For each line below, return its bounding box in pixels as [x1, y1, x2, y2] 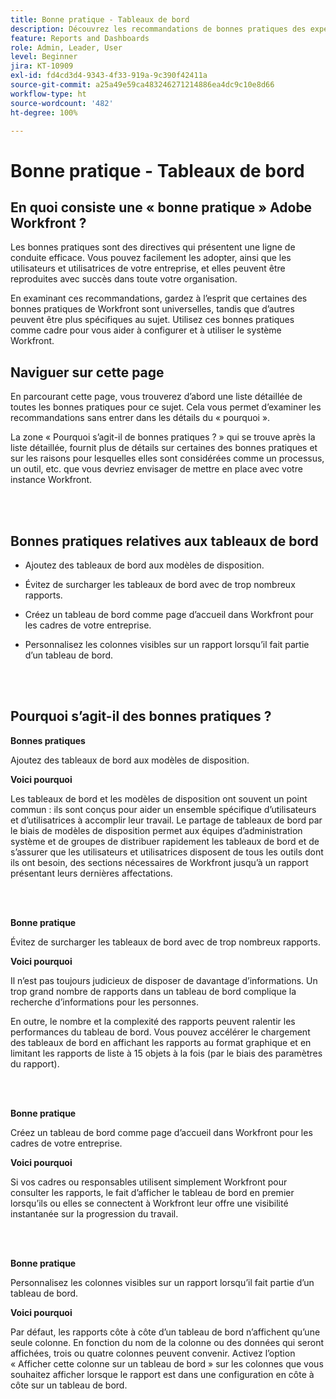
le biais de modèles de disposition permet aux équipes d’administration [10, 824, 303, 836]
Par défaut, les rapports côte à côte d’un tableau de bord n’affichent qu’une [10, 1326, 321, 1338]
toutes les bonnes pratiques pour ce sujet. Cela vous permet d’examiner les [10, 401, 322, 413]
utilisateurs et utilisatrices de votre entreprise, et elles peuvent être [10, 262, 286, 275]
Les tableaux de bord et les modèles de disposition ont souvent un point [10, 792, 308, 805]
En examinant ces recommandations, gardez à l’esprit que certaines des [10, 292, 308, 305]
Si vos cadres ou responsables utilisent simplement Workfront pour [10, 1176, 288, 1188]
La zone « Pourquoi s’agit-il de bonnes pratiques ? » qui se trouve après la [10, 431, 316, 443]
